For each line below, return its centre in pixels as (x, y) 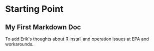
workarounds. (19, 44)
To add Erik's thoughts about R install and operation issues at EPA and (77, 39)
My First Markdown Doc (43, 27)
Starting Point (34, 9)
